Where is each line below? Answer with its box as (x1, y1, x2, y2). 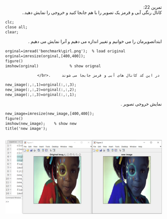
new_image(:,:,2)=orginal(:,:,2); (5, 87, 77, 92)
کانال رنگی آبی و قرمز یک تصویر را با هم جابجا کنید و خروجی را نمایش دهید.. (22, 9, 162, 15)
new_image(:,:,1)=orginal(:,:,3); (5, 82, 77, 87)
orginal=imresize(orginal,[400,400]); (5, 54, 85, 59)
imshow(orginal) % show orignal (5, 64, 101, 69)
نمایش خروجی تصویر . (120, 101, 162, 107)
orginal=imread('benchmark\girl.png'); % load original (5, 49, 126, 54)
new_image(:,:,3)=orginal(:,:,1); (5, 92, 77, 97)
